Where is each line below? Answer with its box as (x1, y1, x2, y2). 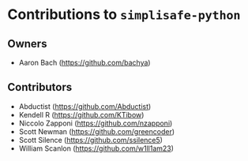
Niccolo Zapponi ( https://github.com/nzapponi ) (18, 118, 173, 128)
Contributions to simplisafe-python (7, 6, 241, 24)
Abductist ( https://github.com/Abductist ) (18, 101, 152, 111)
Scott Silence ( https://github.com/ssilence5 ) (18, 135, 163, 144)
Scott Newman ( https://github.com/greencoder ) (18, 126, 175, 136)
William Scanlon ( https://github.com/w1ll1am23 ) (18, 144, 175, 153)
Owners (7, 37, 47, 51)
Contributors (7, 80, 73, 94)
